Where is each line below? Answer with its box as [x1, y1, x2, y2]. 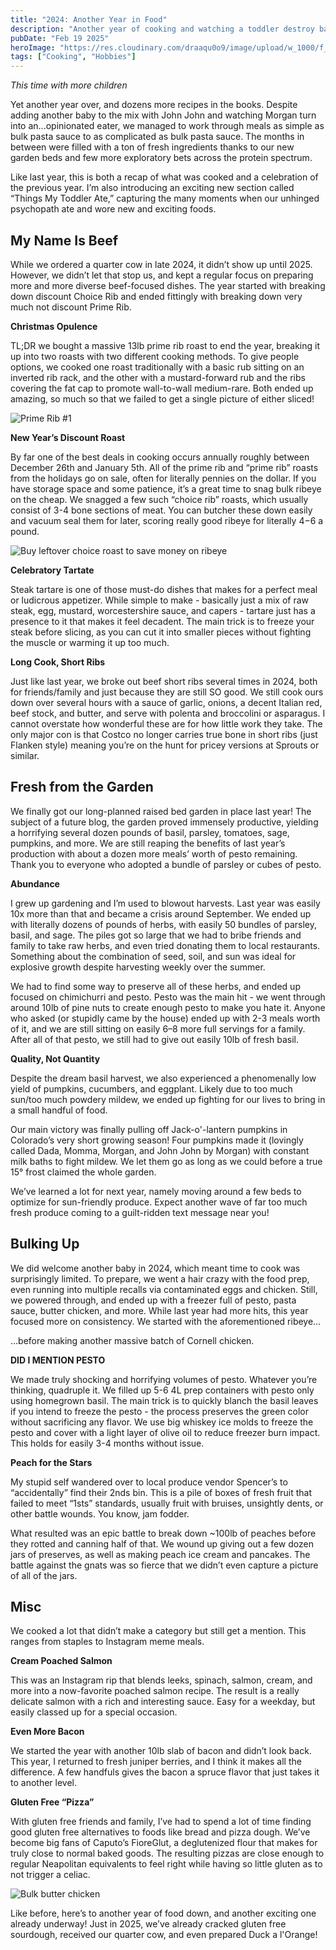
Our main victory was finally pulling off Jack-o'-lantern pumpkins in [10, 1123, 288, 1135]
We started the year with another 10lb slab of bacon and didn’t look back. [10, 1745, 312, 1757]
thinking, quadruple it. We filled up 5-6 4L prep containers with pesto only [10, 1384, 315, 1396]
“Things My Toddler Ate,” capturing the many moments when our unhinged [10, 192, 320, 205]
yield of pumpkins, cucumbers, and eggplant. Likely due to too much [10, 1082, 293, 1095]
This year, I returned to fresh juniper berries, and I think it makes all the [10, 1756, 302, 1768]
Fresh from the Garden [10, 779, 154, 796]
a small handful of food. [10, 1104, 108, 1116]
